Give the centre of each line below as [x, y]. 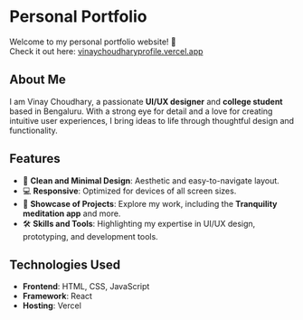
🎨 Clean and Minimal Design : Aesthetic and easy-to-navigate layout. [151, 180]
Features [35, 159]
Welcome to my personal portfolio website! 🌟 [93, 42]
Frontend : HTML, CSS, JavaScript [86, 287]
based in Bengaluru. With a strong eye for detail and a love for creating [141, 111]
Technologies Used [65, 264]
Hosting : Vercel [52, 306]
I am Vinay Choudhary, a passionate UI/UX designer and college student [146, 101]
